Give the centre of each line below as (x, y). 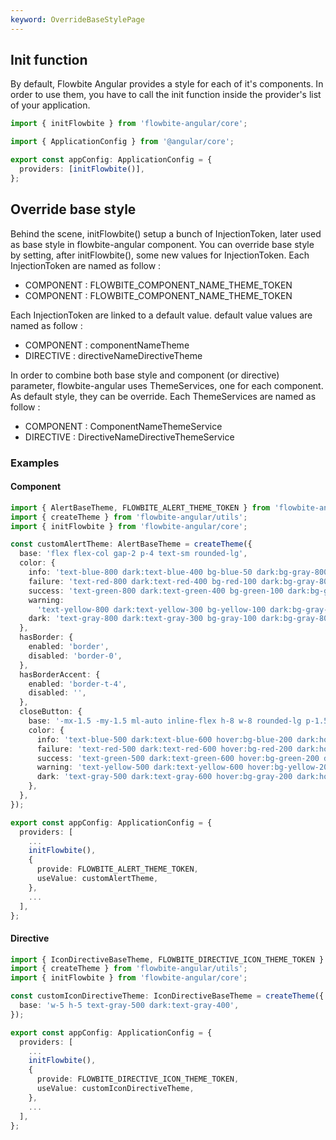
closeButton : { (51, 712)
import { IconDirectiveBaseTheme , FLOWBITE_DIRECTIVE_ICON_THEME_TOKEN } (167, 959)
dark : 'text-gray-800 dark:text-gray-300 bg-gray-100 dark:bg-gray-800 (180, 619)
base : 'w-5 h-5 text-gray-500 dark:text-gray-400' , (129, 1006)
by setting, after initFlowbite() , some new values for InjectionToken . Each (160, 255)
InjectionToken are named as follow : (86, 265)
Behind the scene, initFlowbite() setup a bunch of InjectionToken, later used (166, 233)
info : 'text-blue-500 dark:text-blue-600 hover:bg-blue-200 (164, 739)
